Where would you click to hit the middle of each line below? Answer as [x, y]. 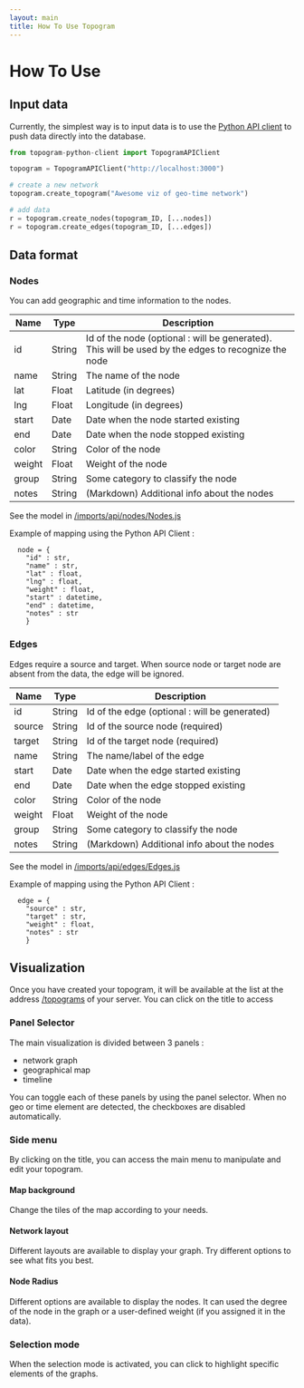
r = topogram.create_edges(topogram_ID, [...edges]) [111, 227]
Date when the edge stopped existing [166, 785]
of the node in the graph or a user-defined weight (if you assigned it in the [147, 1311]
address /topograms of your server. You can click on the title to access [142, 999]
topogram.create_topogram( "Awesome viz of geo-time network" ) [129, 194]
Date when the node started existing [162, 420]
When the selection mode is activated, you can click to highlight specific [144, 1364]
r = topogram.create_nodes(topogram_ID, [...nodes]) [111, 218]
